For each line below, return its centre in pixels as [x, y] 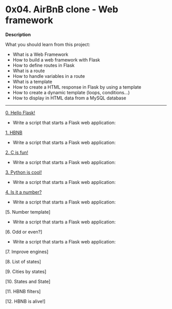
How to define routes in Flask [44, 65]
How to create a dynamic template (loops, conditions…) [71, 92]
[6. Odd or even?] [24, 232]
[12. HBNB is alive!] [25, 301]
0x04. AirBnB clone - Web [62, 9]
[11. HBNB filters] [23, 291]
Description [18, 34]
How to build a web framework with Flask [56, 59]
